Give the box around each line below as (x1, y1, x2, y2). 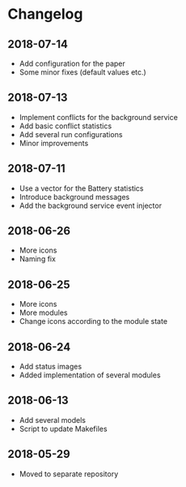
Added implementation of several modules (19, 370, 161, 380)
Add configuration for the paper (19, 58, 126, 68)
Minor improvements (19, 138, 89, 148)
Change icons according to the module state (19, 317, 167, 326)
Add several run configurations (19, 129, 123, 139)
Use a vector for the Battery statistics (19, 183, 144, 193)
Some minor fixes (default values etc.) (19, 67, 146, 77)
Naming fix (19, 254, 56, 264)
